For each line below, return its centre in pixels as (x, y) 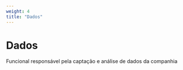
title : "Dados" (24, 17)
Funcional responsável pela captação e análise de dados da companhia (92, 61)
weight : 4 (18, 11)
